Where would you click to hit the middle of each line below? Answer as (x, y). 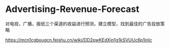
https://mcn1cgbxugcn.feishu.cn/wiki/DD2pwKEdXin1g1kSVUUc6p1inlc (79, 40)
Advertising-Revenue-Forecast (72, 9)
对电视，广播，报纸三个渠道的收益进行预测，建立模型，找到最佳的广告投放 (83, 23)
